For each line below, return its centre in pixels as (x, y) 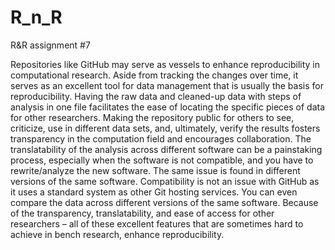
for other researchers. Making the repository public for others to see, (152, 117)
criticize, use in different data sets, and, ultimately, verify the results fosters (165, 128)
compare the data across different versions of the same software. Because (164, 202)
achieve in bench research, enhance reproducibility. (117, 234)
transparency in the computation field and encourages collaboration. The (161, 138)
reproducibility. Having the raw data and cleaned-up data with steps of (156, 96)
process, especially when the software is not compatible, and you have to (162, 160)
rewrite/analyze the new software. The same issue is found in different (155, 170)
